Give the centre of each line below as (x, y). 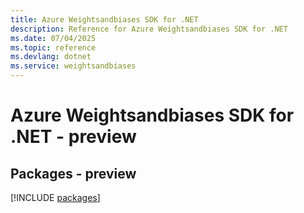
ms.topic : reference (53, 47)
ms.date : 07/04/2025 (53, 38)
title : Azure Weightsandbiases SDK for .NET (104, 19)
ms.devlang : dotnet (51, 57)
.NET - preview (73, 137)
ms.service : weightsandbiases (73, 66)
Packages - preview (73, 173)
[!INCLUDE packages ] (55, 197)
